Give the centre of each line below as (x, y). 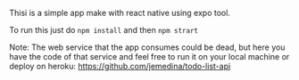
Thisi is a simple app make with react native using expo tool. (120, 13)
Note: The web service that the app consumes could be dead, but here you (147, 47)
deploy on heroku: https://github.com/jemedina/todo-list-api (120, 66)
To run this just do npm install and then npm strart (104, 30)
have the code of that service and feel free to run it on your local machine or (149, 56)
